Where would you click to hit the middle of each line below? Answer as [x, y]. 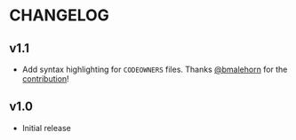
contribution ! [45, 79]
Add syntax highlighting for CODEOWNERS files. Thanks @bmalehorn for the [155, 69]
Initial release [46, 128]
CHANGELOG [59, 16]
